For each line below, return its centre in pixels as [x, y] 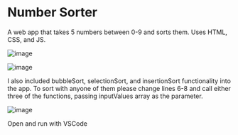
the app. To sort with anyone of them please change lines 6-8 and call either [119, 88]
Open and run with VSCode [47, 123]
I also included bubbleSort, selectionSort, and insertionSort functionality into [119, 81]
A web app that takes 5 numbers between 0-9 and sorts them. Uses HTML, [117, 32]
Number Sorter [53, 12]
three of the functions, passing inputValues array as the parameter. [106, 96]
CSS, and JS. [27, 39]
